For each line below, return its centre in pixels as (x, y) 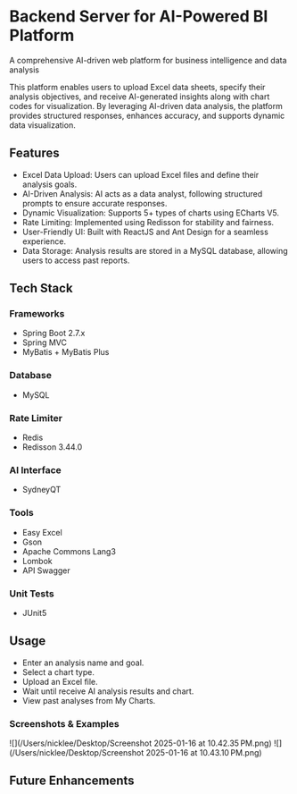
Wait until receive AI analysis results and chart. (108, 691)
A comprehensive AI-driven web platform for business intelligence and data (148, 60)
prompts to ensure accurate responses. (95, 203)
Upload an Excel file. (60, 681)
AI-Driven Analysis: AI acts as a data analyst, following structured (142, 193)
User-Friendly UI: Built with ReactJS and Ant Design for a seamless (145, 232)
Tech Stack (41, 288)
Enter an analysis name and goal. (83, 663)
